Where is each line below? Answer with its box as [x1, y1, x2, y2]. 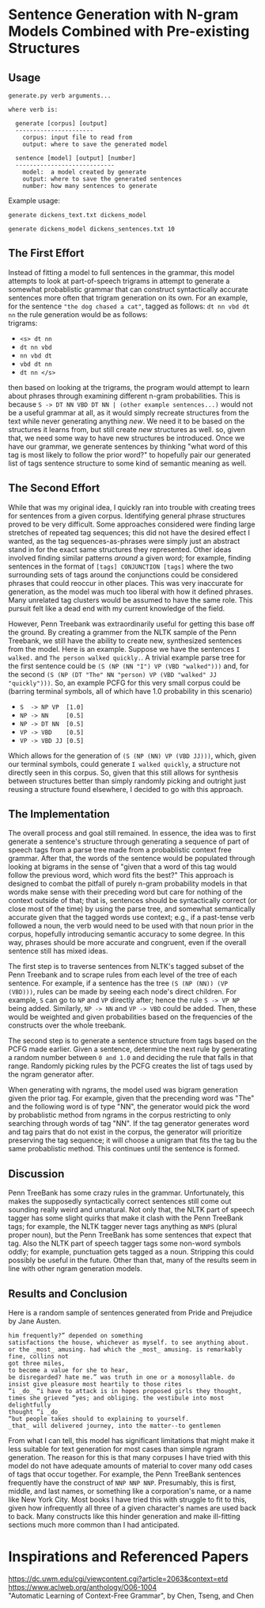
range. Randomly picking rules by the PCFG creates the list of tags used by [8, 1061, 253, 1071]
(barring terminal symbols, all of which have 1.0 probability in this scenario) [8, 686, 253, 695]
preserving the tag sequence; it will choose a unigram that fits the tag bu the [8, 1135, 258, 1145]
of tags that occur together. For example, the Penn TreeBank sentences [8, 1469, 241, 1480]
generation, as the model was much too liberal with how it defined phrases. [8, 587, 253, 596]
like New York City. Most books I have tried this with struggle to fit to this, [8, 1495, 248, 1504]
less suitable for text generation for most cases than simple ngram [8, 1445, 224, 1454]
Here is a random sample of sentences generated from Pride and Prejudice [8, 1308, 253, 1318]
